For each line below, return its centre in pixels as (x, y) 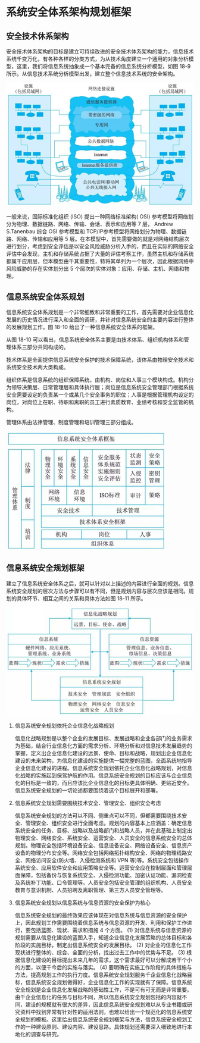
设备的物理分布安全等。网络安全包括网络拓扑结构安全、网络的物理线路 (101, 853)
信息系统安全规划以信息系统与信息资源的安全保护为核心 (82, 903)
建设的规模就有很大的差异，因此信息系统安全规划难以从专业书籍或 (106, 1004)
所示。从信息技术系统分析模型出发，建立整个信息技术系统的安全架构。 (92, 74)
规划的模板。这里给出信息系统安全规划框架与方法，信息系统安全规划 (104, 1019)
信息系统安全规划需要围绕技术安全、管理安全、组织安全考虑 (88, 803)
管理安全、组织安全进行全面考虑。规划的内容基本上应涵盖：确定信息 (109, 823)
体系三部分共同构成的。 (40, 347)
